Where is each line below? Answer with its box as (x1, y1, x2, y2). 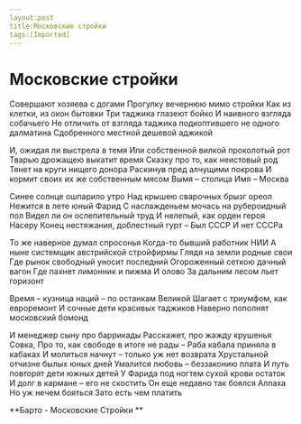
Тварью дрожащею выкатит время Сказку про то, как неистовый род (9, 154, 278, 165)
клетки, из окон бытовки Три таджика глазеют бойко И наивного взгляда (9, 108, 292, 119)
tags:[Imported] (9, 30, 70, 39)
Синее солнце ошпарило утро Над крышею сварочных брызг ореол (9, 191, 273, 202)
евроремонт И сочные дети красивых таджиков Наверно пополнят (9, 303, 269, 314)
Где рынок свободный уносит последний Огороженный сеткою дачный (9, 256, 287, 267)
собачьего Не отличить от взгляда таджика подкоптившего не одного (9, 118, 280, 129)
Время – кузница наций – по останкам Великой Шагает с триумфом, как (9, 293, 287, 304)
